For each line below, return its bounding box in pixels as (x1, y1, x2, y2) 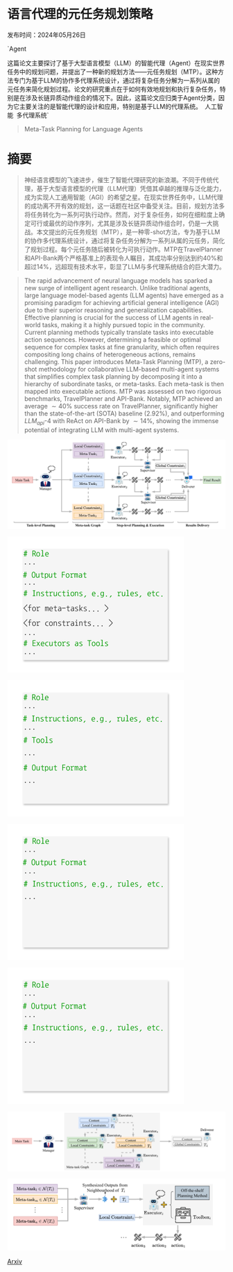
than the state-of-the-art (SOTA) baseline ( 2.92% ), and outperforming (24, 409, 225, 418)
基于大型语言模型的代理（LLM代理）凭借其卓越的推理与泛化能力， (36, 184, 225, 192)
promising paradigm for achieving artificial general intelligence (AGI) (24, 298, 220, 306)
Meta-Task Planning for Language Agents (24, 124, 144, 133)
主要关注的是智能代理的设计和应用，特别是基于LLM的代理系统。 (19, 102, 202, 110)
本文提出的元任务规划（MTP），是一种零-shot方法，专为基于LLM (36, 227, 221, 236)
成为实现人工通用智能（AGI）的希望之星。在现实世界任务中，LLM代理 (24, 192, 223, 201)
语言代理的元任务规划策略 (7, 6, 154, 22)
